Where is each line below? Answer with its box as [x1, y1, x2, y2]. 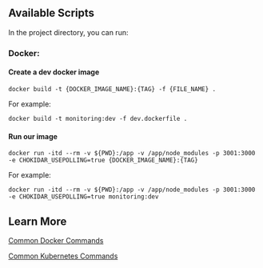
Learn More [8, 214, 67, 228]
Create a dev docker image [8, 67, 100, 77]
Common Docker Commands [8, 235, 104, 245]
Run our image [8, 131, 58, 141]
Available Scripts [8, 6, 94, 20]
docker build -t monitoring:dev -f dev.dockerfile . [8, 114, 188, 122]
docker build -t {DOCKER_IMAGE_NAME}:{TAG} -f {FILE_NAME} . [8, 85, 217, 93]
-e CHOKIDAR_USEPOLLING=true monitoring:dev [8, 193, 159, 201]
